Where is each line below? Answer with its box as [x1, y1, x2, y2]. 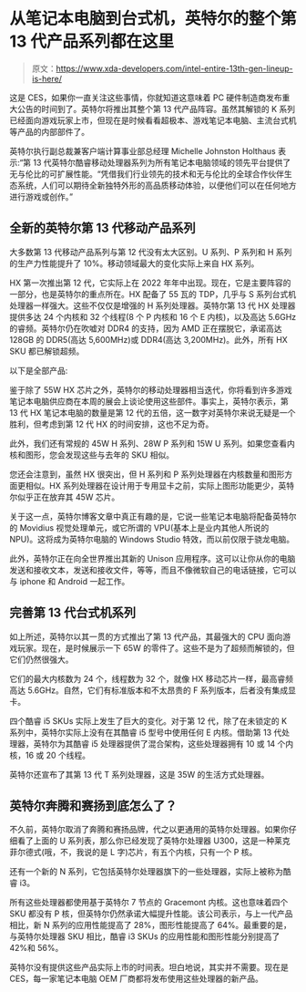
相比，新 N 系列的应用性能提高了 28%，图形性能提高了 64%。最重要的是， [9, 920, 291, 931]
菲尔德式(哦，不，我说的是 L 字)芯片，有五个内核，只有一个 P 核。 [9, 847, 258, 858]
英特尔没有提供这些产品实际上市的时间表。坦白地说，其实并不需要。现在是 [9, 962, 289, 973]
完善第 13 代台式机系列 [9, 605, 137, 621]
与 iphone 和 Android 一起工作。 [9, 575, 130, 586]
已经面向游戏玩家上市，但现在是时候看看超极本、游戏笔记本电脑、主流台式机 [9, 115, 297, 126]
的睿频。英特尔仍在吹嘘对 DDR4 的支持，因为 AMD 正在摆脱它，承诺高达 [9, 323, 282, 334]
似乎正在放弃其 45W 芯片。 [16, 491, 120, 502]
